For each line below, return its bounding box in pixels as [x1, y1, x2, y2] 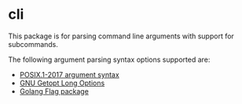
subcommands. [8, 39, 59, 48]
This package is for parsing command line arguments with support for [8, 31, 234, 41]
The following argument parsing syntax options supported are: [8, 55, 211, 64]
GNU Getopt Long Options [19, 78, 105, 88]
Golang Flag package [19, 86, 89, 95]
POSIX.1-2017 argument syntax [19, 70, 119, 79]
